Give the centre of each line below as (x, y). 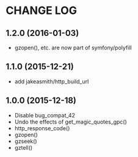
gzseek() (26, 141)
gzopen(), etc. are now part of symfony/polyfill (73, 47)
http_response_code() (42, 128)
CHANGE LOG (42, 11)
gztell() (24, 147)
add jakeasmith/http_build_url (52, 81)
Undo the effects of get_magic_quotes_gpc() (71, 122)
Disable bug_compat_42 (45, 115)
